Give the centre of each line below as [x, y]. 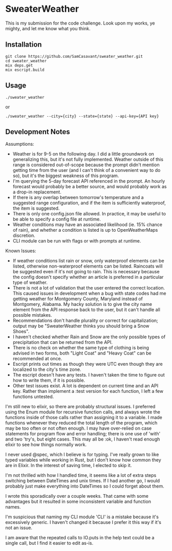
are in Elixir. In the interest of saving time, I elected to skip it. [69, 466]
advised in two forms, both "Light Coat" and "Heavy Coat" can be [82, 353]
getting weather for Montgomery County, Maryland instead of [78, 299]
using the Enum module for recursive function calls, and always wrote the [83, 412]
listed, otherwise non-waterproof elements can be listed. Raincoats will [88, 266]
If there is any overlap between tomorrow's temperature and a [78, 197]
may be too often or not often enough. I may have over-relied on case [79, 428]
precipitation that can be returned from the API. [62, 342]
